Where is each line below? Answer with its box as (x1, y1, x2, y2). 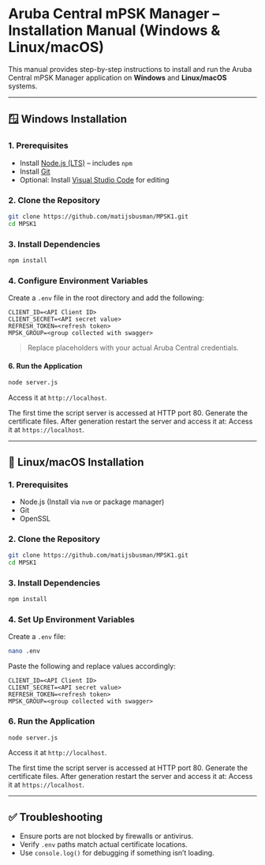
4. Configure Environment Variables (8, 275, 148, 286)
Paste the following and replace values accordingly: (8, 661, 176, 671)
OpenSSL (19, 513, 51, 523)
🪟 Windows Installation (8, 112, 128, 126)
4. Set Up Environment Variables (8, 614, 136, 625)
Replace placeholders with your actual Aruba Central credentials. (27, 343, 239, 352)
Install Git (19, 167, 50, 176)
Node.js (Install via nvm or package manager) (19, 497, 165, 506)
